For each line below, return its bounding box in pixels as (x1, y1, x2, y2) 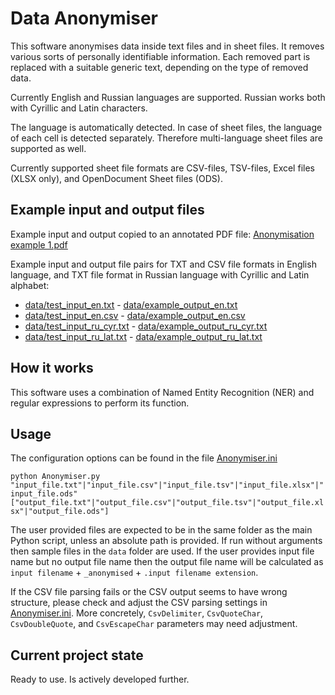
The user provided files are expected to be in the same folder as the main (10, 524, 313, 536)
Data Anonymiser (10, 7, 158, 30)
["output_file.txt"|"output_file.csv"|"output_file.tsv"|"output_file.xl (10, 498, 325, 508)
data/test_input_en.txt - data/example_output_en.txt (24, 298, 238, 311)
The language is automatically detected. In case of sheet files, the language (10, 121, 323, 133)
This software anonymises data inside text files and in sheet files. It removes (10, 40, 325, 52)
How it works (10, 360, 94, 377)
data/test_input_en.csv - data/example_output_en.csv (24, 309, 246, 321)
